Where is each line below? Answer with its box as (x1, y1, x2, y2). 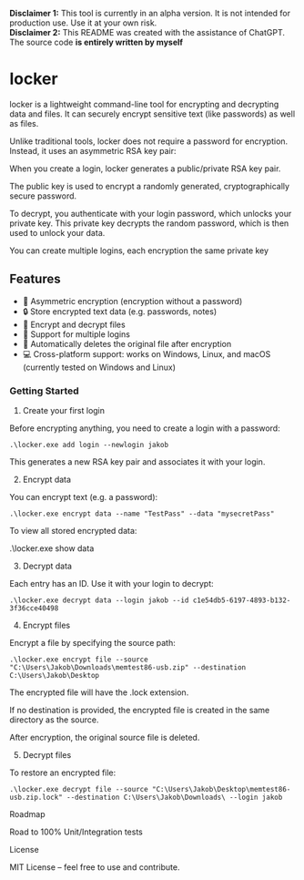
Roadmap (9, 809, 46, 820)
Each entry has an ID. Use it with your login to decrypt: (9, 578, 214, 589)
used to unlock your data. (9, 227, 106, 238)
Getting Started (9, 384, 79, 397)
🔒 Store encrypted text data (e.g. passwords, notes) (22, 305, 217, 317)
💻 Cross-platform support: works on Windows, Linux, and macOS (22, 348, 271, 359)
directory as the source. (9, 714, 99, 725)
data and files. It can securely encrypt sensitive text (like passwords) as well (9, 108, 296, 119)
